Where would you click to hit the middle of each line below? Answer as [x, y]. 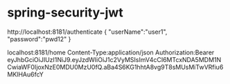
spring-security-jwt [65, 13]
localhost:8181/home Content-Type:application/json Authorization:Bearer [111, 52]
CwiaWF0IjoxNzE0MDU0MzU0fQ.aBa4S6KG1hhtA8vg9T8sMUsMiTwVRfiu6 [115, 67]
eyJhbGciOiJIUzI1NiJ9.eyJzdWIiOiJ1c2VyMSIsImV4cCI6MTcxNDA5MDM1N [114, 59]
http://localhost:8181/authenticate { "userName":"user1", [87, 32]
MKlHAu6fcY [25, 74]
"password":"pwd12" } [39, 39]
